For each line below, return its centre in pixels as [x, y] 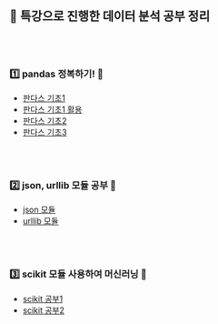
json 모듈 [39, 210]
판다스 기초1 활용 [52, 110]
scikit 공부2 [44, 310]
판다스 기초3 [45, 132]
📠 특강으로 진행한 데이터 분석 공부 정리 [110, 16]
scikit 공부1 [43, 299]
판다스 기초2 [45, 121]
